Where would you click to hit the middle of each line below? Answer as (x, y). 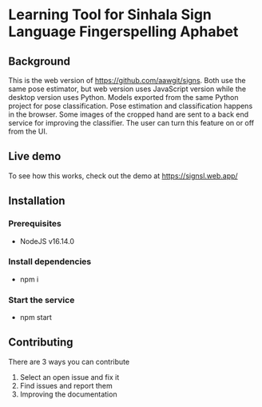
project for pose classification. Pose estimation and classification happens (131, 106)
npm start (36, 317)
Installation (37, 201)
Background (39, 61)
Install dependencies (50, 261)
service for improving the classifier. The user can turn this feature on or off (131, 123)
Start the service (42, 300)
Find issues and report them (66, 385)
